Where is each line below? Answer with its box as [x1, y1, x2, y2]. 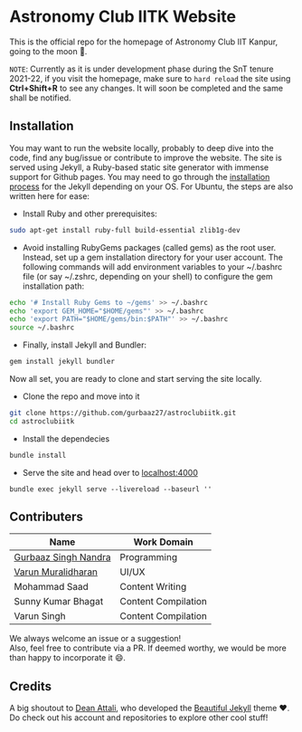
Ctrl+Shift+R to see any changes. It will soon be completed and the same [9, 82, 283, 93]
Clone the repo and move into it [22, 391, 140, 402]
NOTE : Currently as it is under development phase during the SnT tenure [9, 63, 274, 74]
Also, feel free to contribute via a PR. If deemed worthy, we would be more [9, 642, 287, 653]
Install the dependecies [22, 433, 110, 444]
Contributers [9, 509, 84, 525]
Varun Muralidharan [14, 566, 98, 578]
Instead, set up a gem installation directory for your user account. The [22, 252, 283, 262]
